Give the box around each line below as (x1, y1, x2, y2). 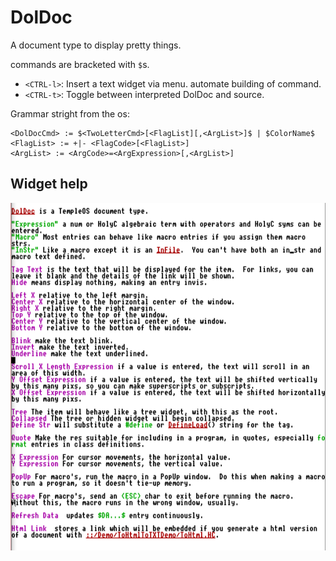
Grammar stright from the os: (10, 107, 130, 120)
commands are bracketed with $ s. (10, 58, 150, 70)
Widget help (10, 176, 88, 193)
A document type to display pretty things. (10, 39, 182, 51)
